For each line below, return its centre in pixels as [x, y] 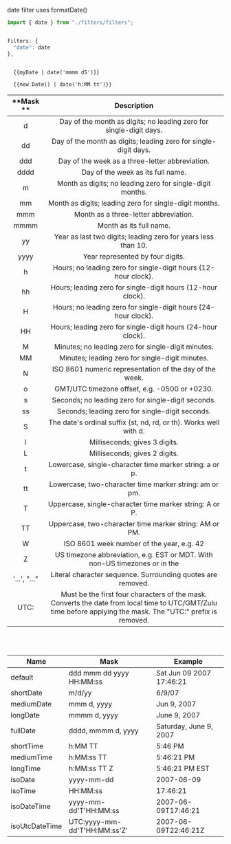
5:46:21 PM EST [183, 768]
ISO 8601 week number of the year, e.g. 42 [134, 544]
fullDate [23, 731]
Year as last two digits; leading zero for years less [134, 237]
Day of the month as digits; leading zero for [121, 142]
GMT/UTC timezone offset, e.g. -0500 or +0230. [134, 389]
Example [188, 662]
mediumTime [32, 757]
